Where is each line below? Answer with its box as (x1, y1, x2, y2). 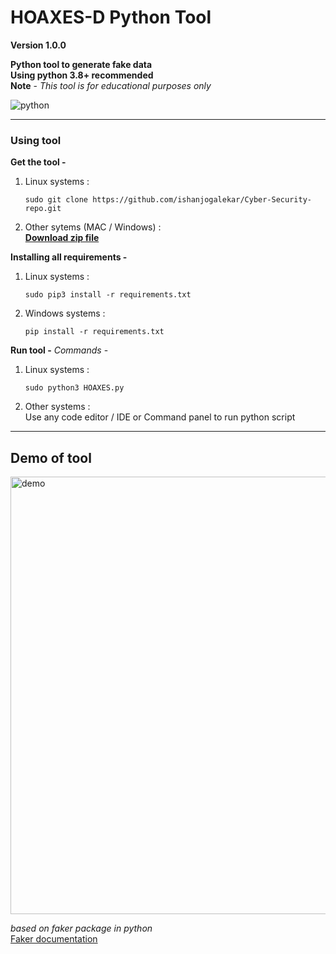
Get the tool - (10, 156, 67, 168)
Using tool (10, 133, 62, 147)
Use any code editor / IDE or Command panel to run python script (24, 411, 296, 423)
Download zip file (24, 232, 100, 244)
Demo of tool (10, 449, 92, 466)
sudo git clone (24, 195, 89, 205)
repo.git (24, 204, 62, 214)
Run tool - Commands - (10, 344, 109, 356)
